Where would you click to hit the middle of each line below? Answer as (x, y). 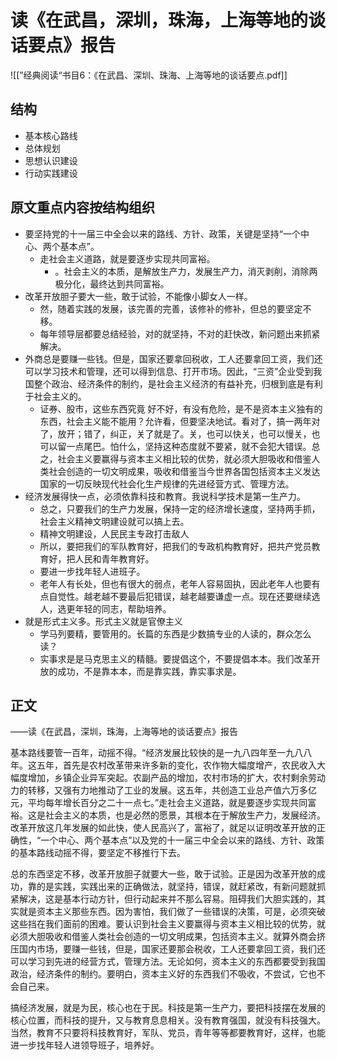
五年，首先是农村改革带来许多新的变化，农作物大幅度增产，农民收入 (176, 765)
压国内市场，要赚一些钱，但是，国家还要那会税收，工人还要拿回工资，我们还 (168, 949)
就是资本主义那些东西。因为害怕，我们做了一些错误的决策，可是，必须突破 (172, 912)
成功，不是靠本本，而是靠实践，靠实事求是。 (149, 671)
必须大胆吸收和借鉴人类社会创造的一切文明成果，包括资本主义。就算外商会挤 (168, 937)
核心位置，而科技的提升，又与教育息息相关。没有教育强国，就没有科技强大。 (168, 1020)
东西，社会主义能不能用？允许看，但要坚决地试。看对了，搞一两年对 (180, 421)
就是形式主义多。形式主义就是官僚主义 (103, 621)
